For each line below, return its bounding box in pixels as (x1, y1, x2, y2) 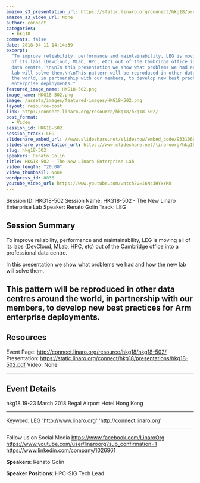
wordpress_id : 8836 (6, 175, 55, 181)
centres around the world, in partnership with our (6, 293, 193, 304)
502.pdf (6, 361, 26, 368)
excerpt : (6, 48, 28, 54)
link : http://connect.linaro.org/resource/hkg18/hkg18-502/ (6, 109, 159, 114)
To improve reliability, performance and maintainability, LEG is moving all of (6, 236, 190, 243)
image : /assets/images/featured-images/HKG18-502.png (6, 97, 143, 103)
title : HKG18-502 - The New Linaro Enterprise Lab (6, 159, 135, 165)
